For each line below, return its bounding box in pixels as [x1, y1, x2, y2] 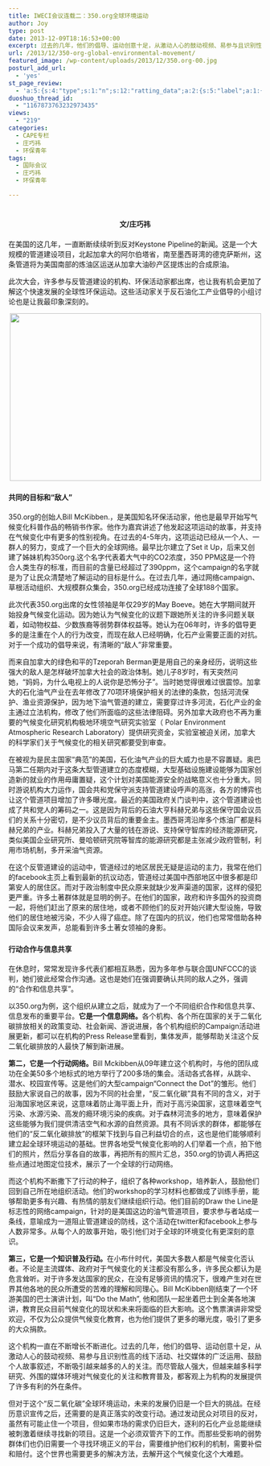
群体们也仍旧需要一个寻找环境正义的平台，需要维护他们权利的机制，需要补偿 [8, 1439, 262, 1448]
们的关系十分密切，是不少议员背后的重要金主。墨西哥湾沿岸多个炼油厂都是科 [8, 815, 262, 825]
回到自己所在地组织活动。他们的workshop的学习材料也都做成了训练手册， [8, 1186, 253, 1196]
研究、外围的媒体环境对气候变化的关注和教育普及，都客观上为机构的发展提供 [8, 1371, 262, 1381]
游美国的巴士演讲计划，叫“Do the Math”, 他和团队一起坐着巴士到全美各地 [8, 1294, 249, 1303]
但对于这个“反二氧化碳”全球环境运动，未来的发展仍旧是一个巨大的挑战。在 [8, 1398, 255, 1408]
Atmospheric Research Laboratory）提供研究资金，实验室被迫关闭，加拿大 [8, 728, 256, 737]
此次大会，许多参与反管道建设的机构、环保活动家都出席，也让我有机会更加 [8, 276, 255, 286]
